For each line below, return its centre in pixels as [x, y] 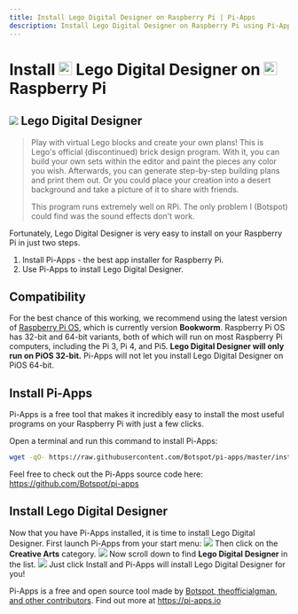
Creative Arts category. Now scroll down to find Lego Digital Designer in [149, 554]
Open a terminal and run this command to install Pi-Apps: [114, 441]
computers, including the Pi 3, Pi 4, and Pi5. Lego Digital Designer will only [147, 346]
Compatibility [47, 296]
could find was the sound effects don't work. [113, 216]
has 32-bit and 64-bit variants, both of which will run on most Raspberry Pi [146, 337]
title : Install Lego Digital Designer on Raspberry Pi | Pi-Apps [132, 17]
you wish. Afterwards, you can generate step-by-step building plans [155, 170]
